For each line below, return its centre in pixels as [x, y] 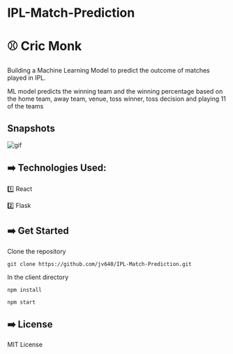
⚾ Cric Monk [45, 46]
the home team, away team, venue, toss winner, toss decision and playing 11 [117, 99]
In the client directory [38, 277]
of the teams [25, 106]
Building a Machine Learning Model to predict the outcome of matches [109, 71]
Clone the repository [37, 251]
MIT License [25, 345]
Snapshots [31, 128]
